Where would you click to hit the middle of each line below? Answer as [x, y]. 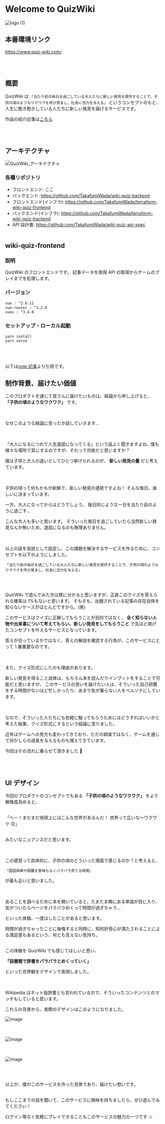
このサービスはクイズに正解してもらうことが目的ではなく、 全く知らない [79, 618]
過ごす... [22, 511]
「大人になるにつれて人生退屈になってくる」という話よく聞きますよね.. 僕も [82, 444]
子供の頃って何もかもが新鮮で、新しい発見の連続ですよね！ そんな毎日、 [79, 488]
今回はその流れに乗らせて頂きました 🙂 [44, 751]
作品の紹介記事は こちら [29, 119]
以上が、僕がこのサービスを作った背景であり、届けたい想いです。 [72, 1084]
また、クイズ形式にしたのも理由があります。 [50, 668]
